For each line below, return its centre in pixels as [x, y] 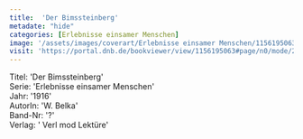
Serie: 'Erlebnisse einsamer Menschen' [82, 87]
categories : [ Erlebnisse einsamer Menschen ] [94, 34]
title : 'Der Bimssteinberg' [64, 18]
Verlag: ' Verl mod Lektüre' [59, 125]
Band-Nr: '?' [32, 116]
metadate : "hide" [42, 26]
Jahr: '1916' [31, 97]
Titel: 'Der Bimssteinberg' [56, 77]
